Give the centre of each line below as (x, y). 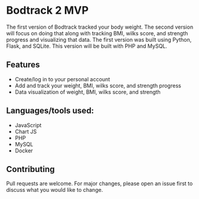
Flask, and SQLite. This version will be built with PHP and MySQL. (87, 46)
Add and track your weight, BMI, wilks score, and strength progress (98, 85)
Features (23, 65)
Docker (24, 151)
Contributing (30, 169)
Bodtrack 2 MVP (48, 10)
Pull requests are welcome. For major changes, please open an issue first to (99, 183)
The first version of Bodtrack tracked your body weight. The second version (100, 27)
